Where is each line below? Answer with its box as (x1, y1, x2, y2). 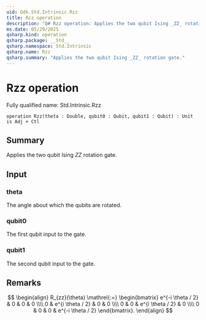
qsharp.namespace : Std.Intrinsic (6, 44, 92, 50)
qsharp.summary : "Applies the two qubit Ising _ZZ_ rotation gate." (6, 55, 185, 61)
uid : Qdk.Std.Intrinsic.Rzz (6, 9, 78, 15)
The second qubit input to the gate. (6, 260, 96, 267)
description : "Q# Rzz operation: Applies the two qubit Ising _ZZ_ (6, 20, 183, 26)
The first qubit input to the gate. (6, 230, 87, 238)
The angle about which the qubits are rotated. (6, 202, 122, 209)
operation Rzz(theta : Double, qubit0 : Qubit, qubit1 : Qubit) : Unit (6, 113, 193, 120)
